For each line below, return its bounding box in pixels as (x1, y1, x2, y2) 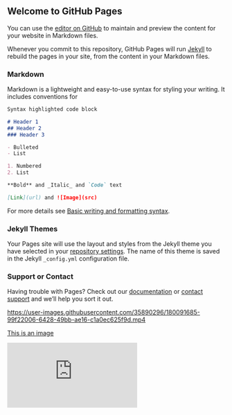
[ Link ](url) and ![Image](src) (7, 194, 98, 201)
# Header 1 (7, 118, 39, 125)
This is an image (7, 329, 54, 337)
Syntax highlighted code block (7, 106, 98, 113)
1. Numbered (7, 163, 42, 170)
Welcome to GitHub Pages (7, 6, 123, 17)
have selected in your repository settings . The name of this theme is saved (7, 247, 220, 256)
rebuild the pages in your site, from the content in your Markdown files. (7, 52, 210, 60)
